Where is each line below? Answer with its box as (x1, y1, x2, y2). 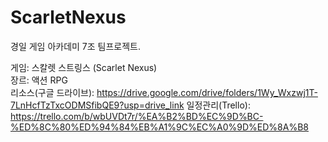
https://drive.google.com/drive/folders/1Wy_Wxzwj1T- (96, 86, 318, 98)
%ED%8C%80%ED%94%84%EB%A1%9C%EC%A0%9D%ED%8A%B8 (10, 121, 309, 133)
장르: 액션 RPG (10, 74, 68, 86)
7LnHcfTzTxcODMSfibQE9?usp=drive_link (10, 99, 185, 111)
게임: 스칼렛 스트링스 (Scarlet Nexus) (10, 61, 158, 73)
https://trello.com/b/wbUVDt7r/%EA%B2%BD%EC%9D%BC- (10, 110, 264, 122)
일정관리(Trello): (186, 99, 251, 111)
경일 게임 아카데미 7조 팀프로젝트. (10, 40, 142, 52)
